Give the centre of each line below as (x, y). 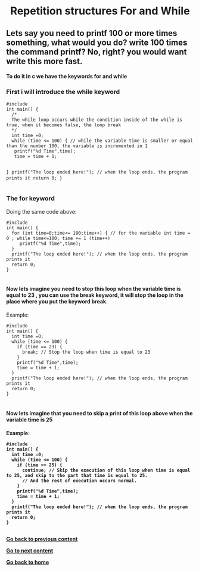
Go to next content (30, 551)
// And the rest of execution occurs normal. (79, 481)
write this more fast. (44, 61)
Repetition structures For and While (100, 11)
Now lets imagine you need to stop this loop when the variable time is (94, 289)
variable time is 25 (29, 420)
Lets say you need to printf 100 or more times (92, 33)
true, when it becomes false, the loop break (63, 125)
